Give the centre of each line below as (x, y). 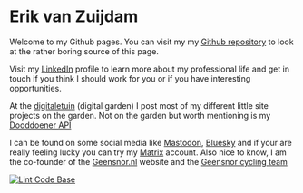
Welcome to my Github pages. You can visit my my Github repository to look (151, 42)
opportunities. (35, 88)
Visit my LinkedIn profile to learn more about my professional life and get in (150, 69)
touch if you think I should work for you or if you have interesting (130, 78)
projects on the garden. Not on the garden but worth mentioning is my (140, 115)
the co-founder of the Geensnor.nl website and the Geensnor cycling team (148, 161)
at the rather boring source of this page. (84, 51)
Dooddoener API (40, 125)
